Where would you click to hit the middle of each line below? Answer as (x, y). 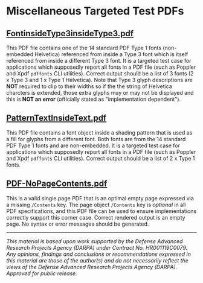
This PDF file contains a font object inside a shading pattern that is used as (99, 132)
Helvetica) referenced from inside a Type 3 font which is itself (111, 54)
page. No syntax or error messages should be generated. (78, 224)
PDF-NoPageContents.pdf (57, 184)
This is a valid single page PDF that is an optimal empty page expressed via (100, 198)
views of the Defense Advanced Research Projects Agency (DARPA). (92, 267)
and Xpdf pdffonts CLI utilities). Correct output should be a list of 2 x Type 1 (101, 158)
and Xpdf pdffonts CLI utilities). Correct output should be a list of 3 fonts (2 (100, 73)
